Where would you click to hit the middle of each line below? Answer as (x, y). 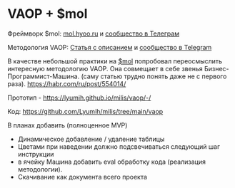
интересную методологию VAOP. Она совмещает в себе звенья (105, 68)
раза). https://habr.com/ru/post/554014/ (67, 83)
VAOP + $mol (47, 14)
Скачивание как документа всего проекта (82, 177)
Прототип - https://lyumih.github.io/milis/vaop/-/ (79, 98)
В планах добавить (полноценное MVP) (67, 125)
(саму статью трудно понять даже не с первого (154, 76)
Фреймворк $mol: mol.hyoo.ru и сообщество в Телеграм (94, 33)
